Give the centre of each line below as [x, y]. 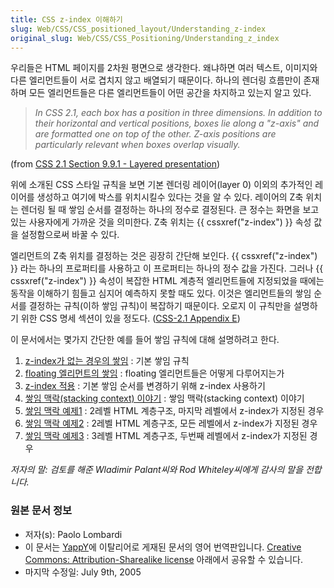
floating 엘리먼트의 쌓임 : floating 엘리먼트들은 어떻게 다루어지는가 [154, 373]
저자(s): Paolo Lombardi [73, 534]
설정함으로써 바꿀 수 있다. [70, 235]
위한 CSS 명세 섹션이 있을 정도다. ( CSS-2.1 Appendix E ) [130, 318]
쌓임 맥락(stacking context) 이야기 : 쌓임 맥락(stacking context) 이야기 [164, 398]
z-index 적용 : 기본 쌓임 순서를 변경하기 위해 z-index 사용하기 [145, 386]
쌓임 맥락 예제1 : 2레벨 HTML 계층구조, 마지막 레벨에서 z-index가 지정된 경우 [174, 411]
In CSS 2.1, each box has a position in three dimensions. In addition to [178, 113]
